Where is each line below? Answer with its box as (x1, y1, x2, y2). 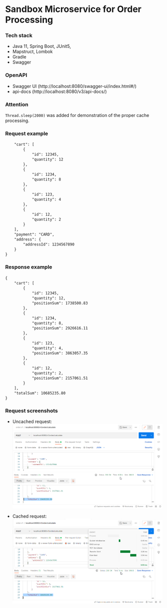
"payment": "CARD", (14, 232, 55, 237)
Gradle (12, 54, 26, 60)
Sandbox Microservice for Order (5, 3, 142, 15)
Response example (5, 263, 52, 270)
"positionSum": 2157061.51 (31, 375, 88, 380)
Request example (5, 130, 48, 137)
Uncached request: (12, 418, 52, 424)
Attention (5, 101, 28, 108)
